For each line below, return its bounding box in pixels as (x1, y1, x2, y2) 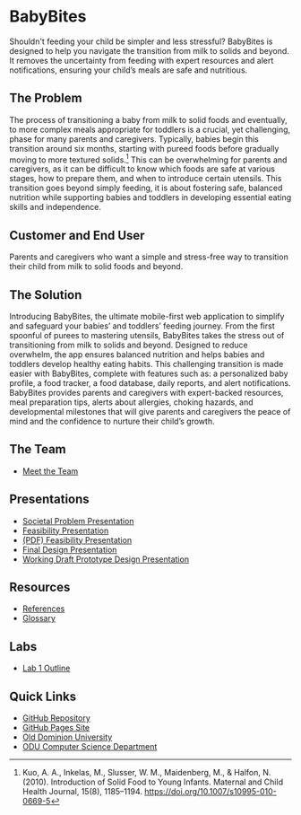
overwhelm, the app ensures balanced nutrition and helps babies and (9, 349, 265, 360)
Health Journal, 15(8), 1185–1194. (21, 786, 143, 797)
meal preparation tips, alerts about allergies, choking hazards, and (9, 397, 254, 407)
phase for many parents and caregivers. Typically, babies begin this (9, 133, 260, 145)
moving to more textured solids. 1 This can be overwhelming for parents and (9, 153, 288, 165)
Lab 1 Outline (21, 662, 71, 674)
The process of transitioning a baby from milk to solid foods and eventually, (9, 114, 288, 125)
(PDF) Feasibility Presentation (21, 534, 133, 545)
